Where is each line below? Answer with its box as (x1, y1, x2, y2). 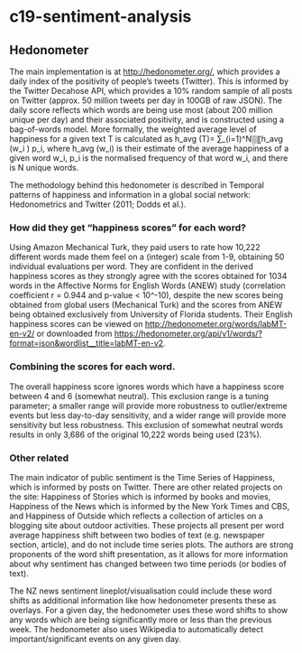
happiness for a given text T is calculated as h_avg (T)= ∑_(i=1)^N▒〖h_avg (9, 134, 284, 144)
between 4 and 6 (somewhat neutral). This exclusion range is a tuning (9, 390, 269, 401)
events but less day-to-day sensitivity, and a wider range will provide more (9, 409, 287, 421)
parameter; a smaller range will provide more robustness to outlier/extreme (9, 400, 288, 411)
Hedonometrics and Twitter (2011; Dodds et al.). (9, 199, 187, 210)
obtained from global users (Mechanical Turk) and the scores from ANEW (9, 300, 283, 311)
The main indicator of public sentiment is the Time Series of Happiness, (9, 471, 275, 482)
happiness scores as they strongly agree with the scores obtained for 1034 (9, 271, 288, 282)
